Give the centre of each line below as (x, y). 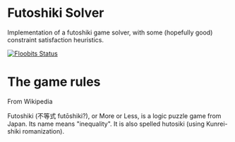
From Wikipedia (30, 101)
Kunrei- (217, 124)
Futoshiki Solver (56, 13)
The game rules (54, 82)
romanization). (43, 131)
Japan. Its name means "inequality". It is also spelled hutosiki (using (106, 124)
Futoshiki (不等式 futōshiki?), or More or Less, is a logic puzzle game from (114, 116)
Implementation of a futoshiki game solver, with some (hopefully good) (110, 32)
